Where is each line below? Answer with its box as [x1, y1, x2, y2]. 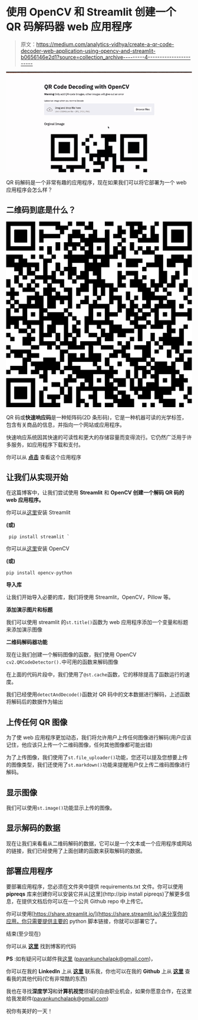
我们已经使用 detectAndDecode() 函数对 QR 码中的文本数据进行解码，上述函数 [6, 691, 190, 698]
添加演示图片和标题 [6, 606, 53, 613]
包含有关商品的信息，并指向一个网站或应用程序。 [6, 421, 125, 428]
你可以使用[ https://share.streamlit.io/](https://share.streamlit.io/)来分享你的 [6, 910, 188, 917]
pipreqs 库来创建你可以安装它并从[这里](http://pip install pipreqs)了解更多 [6, 890, 185, 897]
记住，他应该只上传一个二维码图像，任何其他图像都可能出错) [6, 741, 153, 748]
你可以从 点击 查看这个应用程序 [6, 453, 81, 460]
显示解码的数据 [6, 823, 61, 833]
